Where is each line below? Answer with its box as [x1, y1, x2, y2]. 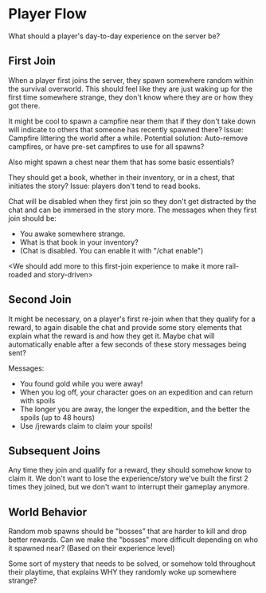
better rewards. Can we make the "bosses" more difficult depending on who [8, 535, 259, 544]
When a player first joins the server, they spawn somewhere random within [8, 75, 254, 84]
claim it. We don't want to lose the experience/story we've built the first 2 [8, 473, 248, 483]
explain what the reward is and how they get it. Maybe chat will [8, 331, 215, 340]
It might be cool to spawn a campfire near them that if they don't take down [8, 116, 256, 126]
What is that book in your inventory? [19, 237, 139, 247]
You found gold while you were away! [19, 379, 143, 388]
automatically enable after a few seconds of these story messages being [8, 340, 247, 349]
